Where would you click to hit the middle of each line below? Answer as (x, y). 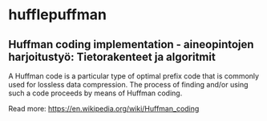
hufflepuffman (57, 15)
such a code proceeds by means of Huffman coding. (95, 93)
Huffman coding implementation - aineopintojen (131, 44)
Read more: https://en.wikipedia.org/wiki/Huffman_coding (104, 109)
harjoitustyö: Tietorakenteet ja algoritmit (112, 56)
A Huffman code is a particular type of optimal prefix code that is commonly (133, 76)
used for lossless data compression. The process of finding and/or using (128, 85)
